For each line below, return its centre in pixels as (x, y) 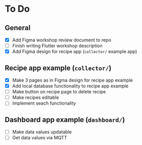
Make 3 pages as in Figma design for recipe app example (73, 80)
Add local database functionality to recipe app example (70, 86)
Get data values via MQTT (40, 138)
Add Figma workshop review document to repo (62, 40)
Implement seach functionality (44, 103)
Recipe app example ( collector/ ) (58, 68)
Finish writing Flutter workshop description (57, 46)
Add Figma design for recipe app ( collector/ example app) (75, 52)
